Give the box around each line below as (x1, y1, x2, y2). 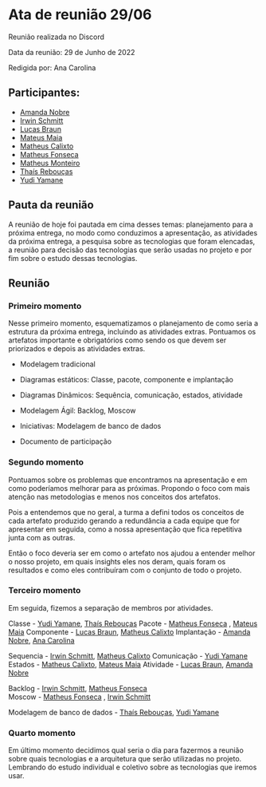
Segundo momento (8, 457, 84, 468)
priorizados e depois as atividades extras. (8, 344, 146, 354)
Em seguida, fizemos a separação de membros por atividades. (8, 603, 213, 612)
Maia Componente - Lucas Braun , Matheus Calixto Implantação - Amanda (8, 627, 251, 636)
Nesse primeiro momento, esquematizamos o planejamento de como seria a (8, 318, 259, 328)
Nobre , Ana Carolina (8, 635, 75, 645)
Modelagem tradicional (19, 359, 96, 369)
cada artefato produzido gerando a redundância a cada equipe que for (8, 516, 241, 525)
